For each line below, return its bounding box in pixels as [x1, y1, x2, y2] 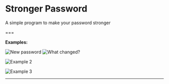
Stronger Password [5, 3, 88, 15]
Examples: [5, 39, 28, 45]
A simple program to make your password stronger [5, 20, 111, 26]
